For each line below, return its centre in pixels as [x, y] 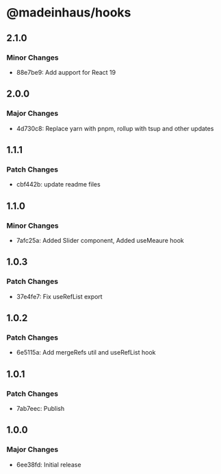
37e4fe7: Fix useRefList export [60, 296]
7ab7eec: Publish [40, 408]
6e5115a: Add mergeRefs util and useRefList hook [86, 353]
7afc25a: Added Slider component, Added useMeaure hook [100, 240]
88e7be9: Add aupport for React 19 [66, 72]
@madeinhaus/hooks [69, 13]
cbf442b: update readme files [58, 185]
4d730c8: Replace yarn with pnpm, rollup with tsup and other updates [115, 128]
